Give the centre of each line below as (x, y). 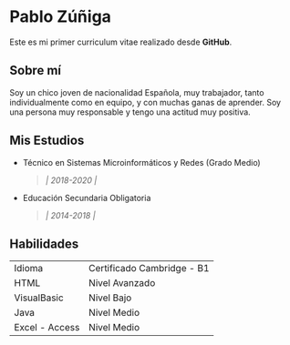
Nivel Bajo (110, 298)
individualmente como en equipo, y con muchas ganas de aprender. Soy (145, 102)
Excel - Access (47, 328)
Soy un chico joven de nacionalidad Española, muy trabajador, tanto (137, 92)
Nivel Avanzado (122, 283)
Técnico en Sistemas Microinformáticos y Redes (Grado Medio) (142, 162)
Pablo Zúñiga (61, 17)
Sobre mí (36, 71)
